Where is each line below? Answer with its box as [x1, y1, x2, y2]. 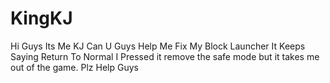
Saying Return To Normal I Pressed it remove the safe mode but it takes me [10, 50, 320, 62]
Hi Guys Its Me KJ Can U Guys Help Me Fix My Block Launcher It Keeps [10, 40, 306, 52]
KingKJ [10, 7, 73, 30]
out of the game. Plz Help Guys [10, 61, 139, 73]
